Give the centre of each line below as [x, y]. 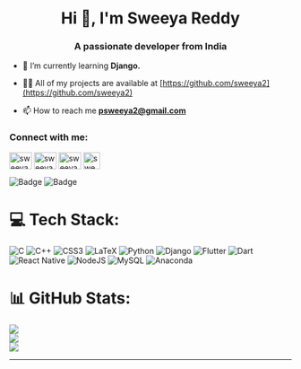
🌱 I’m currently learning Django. [81, 66]
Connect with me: [49, 137]
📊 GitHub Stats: [70, 298]
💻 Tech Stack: [64, 220]
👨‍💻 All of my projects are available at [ [92, 83]
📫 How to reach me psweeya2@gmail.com [104, 110]
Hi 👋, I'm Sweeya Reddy [150, 18]
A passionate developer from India [150, 47]
